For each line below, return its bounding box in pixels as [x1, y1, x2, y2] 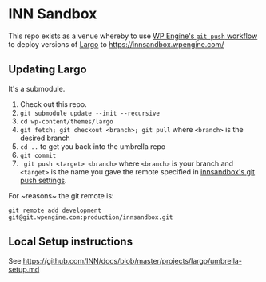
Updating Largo [8, 63, 87, 76]
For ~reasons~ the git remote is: [8, 190, 114, 200]
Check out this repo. [19, 99, 88, 108]
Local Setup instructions [8, 235, 133, 249]
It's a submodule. [8, 84, 66, 93]
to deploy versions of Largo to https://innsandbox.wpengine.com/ [8, 39, 224, 49]
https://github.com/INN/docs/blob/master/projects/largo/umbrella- [22, 256, 242, 265]
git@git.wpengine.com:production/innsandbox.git [8, 213, 173, 221]
